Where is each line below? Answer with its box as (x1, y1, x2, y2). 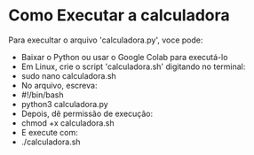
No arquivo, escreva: (20, 80, 98, 90)
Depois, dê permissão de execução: (20, 108, 154, 119)
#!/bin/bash (20, 89, 64, 100)
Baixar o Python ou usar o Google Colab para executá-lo (20, 51, 228, 62)
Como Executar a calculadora (8, 5, 230, 26)
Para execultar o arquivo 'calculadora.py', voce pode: (8, 35, 203, 45)
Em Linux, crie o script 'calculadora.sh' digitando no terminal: (20, 61, 246, 72)
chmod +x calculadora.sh (20, 117, 115, 128)
